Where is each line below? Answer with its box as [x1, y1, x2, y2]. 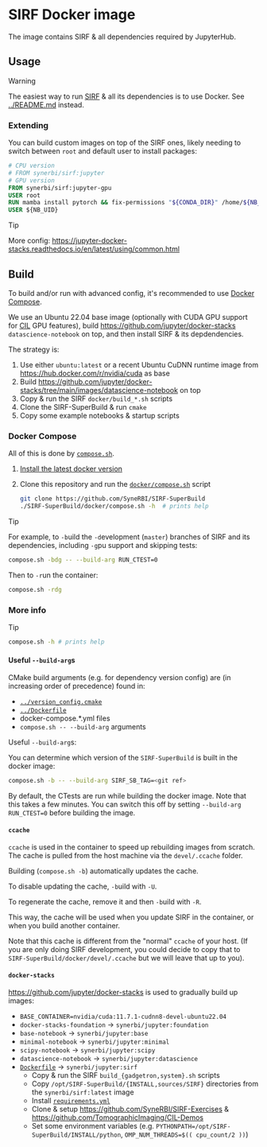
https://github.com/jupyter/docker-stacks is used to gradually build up [8, 988, 238, 997]
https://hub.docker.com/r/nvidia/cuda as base [19, 368, 171, 378]
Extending [8, 119, 49, 130]
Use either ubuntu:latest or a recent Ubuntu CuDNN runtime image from [19, 360, 259, 369]
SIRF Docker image [8, 6, 136, 24]
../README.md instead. [8, 99, 85, 109]
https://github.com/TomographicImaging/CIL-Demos [31, 1113, 204, 1122]
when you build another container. [8, 921, 121, 931]
